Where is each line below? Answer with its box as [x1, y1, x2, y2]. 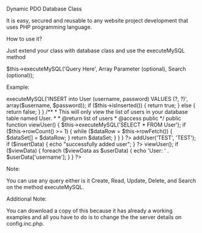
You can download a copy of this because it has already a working [6, 207, 173, 214]
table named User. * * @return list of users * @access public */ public [6, 115, 181, 122]
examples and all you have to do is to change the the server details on [6, 214, 182, 221]
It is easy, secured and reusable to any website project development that [6, 17, 189, 24]
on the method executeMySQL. [6, 184, 85, 190]
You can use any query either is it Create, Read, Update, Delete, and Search [6, 177, 197, 184]
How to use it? [6, 35, 43, 42]
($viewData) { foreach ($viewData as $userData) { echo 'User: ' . [6, 147, 169, 154]
